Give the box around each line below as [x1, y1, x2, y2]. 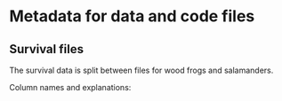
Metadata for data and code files [9, 6, 255, 27]
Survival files [9, 42, 85, 57]
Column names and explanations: [9, 82, 132, 92]
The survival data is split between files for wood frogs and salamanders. [9, 65, 274, 75]
